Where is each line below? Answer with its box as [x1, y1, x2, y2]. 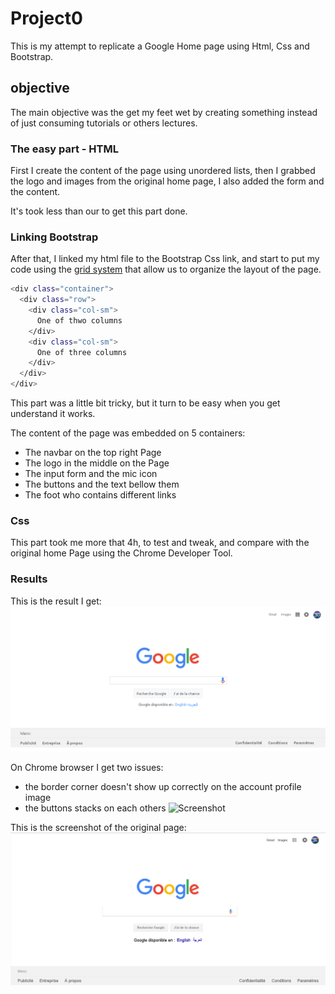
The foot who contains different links [24, 489, 177, 501]
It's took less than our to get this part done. [10, 205, 188, 217]
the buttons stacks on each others [24, 802, 167, 814]
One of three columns [36, 347, 128, 357]
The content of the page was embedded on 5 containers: [10, 427, 246, 439]
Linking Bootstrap [10, 230, 99, 244]
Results [10, 572, 48, 586]
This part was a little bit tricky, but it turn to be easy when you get [10, 397, 281, 409]
